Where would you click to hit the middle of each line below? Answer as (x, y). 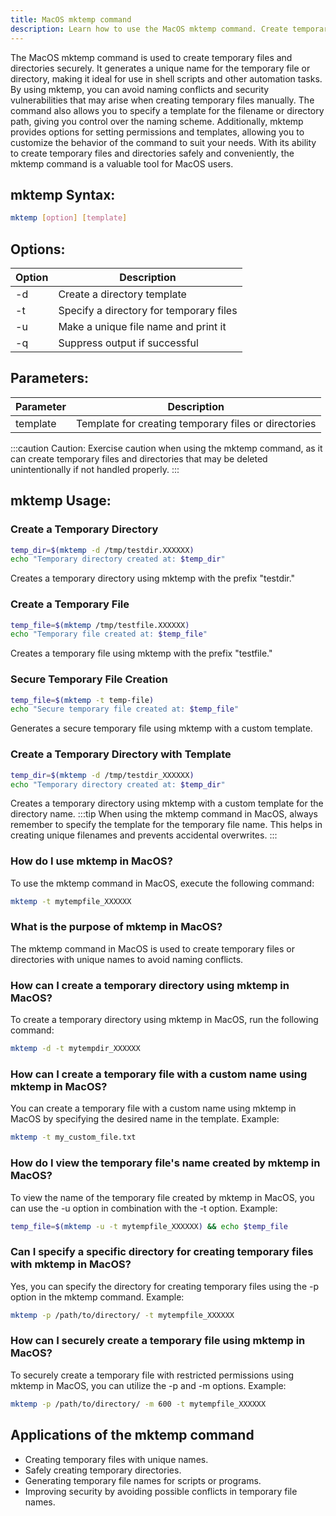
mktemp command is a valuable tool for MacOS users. (122, 163)
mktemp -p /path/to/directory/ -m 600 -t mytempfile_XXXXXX (138, 1404)
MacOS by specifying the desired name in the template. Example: (145, 1119)
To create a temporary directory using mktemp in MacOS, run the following (164, 1020)
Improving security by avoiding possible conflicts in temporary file (161, 1491)
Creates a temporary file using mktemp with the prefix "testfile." (141, 653)
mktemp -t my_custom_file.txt (73, 1137)
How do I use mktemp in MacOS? (91, 861)
